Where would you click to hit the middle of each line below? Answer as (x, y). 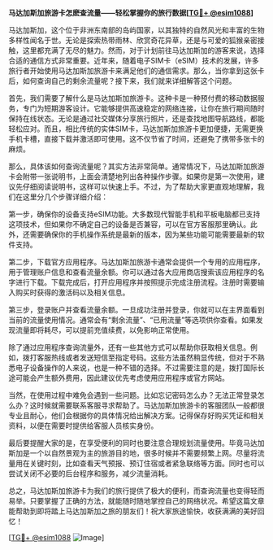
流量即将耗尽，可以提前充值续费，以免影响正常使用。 (104, 330)
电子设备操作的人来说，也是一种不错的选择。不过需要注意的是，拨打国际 (136, 368)
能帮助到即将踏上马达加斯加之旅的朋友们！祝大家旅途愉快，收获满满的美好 (133, 511)
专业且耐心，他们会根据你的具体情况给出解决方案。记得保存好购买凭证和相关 (136, 415)
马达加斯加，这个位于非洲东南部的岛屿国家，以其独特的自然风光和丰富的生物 (136, 30)
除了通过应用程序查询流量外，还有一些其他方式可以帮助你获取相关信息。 (129, 347)
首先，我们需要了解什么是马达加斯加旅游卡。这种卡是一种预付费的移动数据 (133, 98)
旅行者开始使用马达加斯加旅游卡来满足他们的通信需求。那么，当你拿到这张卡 (136, 71)
